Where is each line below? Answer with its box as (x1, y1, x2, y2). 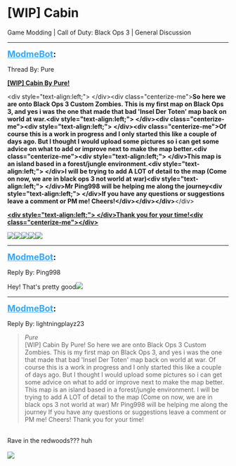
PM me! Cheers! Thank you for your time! (24, 415, 144, 423)
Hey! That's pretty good (7, 283, 77, 291)
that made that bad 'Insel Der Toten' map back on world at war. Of (24, 355, 216, 363)
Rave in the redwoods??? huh (7, 436, 93, 444)
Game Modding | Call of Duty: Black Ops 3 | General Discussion (7, 28, 192, 37)
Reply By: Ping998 (7, 268, 61, 276)
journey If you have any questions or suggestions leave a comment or (24, 408, 227, 416)
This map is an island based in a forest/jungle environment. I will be (24, 385, 219, 394)
